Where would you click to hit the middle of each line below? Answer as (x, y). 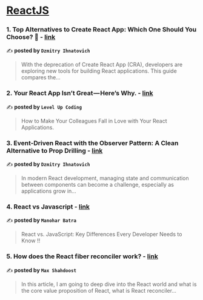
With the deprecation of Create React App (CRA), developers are (102, 65)
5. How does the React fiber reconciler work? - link (82, 256)
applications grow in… (49, 191)
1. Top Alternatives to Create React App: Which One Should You (101, 30)
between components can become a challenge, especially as (98, 185)
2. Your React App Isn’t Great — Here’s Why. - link (80, 93)
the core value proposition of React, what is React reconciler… (99, 290)
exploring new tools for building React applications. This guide (99, 71)
